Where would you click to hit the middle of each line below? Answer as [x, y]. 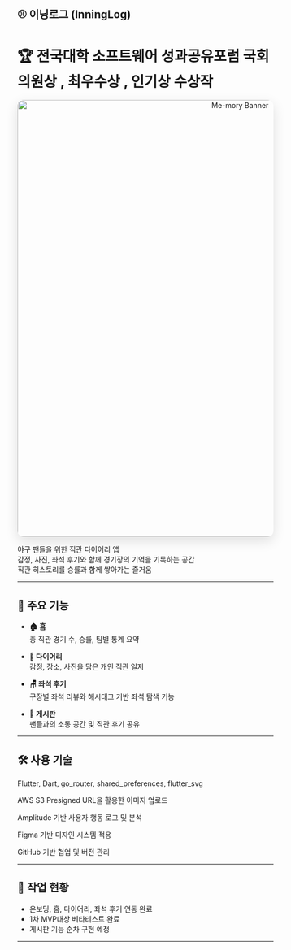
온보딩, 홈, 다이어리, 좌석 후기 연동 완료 [91, 909]
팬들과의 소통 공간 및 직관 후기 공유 [85, 724]
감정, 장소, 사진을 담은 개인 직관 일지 [87, 667]
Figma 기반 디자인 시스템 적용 [65, 835]
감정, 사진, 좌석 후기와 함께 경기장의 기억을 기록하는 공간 [106, 560]
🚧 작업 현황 [43, 888]
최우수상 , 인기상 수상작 [141, 82]
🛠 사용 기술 [45, 759]
